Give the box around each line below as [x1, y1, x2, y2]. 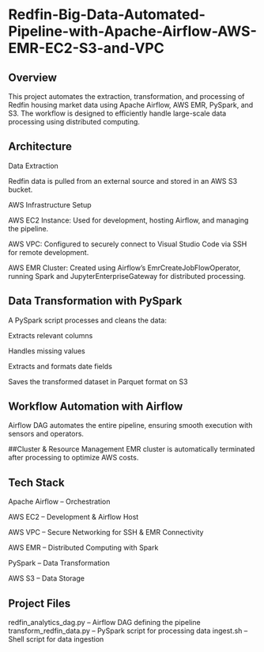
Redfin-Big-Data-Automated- [8, 6, 206, 24]
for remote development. [8, 247, 89, 257]
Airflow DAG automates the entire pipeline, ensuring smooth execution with [8, 421, 253, 430]
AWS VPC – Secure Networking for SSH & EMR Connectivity [8, 528, 204, 537]
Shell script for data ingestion [8, 635, 104, 644]
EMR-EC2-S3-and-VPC [8, 40, 164, 57]
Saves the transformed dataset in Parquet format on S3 [8, 376, 188, 386]
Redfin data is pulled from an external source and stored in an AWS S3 [8, 176, 238, 185]
